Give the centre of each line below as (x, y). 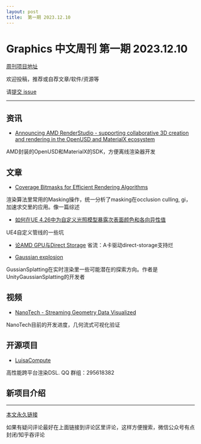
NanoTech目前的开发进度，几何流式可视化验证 (63, 324)
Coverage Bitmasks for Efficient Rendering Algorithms (81, 187)
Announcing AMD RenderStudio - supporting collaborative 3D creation (102, 133)
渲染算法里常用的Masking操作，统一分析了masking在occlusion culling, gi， (99, 200)
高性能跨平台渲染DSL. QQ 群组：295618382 (60, 372)
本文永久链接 (22, 414)
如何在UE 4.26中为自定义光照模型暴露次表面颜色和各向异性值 (90, 220)
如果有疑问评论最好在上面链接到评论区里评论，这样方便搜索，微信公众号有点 (100, 427)
